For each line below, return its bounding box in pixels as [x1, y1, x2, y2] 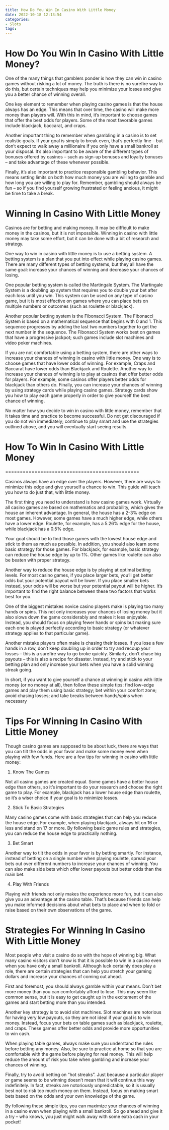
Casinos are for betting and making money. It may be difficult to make [5, 225, 149, 231]
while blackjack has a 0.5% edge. [5, 526, 75, 532]
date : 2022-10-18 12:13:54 [5, 12, 62, 17]
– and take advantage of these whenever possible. [5, 159, 110, 165]
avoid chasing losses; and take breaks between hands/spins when [5, 692, 143, 699]
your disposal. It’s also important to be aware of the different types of [5, 148, 149, 154]
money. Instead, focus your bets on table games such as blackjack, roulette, [5, 1020, 163, 1026]
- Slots [5, 21, 22, 27]
